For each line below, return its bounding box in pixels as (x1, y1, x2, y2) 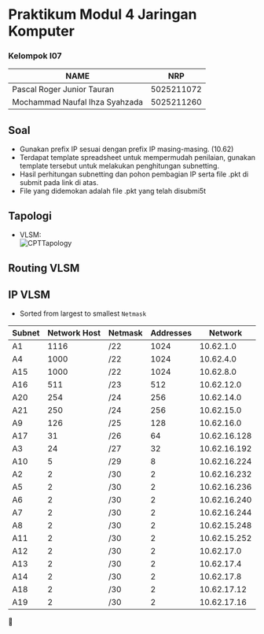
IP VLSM (8, 287, 51, 301)
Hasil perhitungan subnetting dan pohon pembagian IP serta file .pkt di (19, 169, 249, 179)
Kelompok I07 (8, 50, 62, 61)
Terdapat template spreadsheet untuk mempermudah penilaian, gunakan (19, 153, 256, 162)
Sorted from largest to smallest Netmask (19, 309, 147, 318)
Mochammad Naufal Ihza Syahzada (12, 97, 144, 108)
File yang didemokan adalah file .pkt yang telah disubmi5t (19, 187, 207, 196)
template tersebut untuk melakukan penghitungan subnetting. (19, 161, 220, 171)
